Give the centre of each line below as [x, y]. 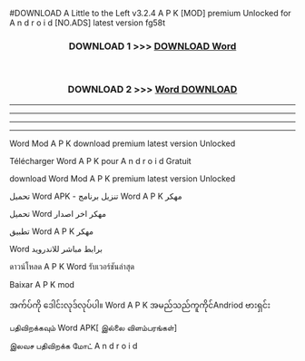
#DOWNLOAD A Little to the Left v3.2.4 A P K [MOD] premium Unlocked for [151, 13]
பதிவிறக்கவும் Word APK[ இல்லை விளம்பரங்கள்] [93, 327]
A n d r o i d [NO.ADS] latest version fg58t [88, 23]
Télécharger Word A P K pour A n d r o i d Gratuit [101, 161]
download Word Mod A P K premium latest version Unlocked [123, 178]
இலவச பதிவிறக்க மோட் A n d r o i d [74, 346]
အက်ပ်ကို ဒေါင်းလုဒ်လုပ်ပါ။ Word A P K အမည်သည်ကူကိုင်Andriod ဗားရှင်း [140, 305]
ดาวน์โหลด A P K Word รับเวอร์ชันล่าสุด [72, 266]
